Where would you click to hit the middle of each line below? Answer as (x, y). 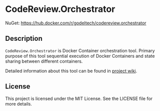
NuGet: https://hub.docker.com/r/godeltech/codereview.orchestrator (76, 23)
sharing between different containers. (44, 61)
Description (24, 39)
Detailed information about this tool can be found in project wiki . (71, 71)
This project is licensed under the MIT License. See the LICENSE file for (79, 99)
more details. (19, 104)
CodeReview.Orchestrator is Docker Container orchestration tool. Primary (80, 50)
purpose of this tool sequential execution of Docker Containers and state (80, 56)
